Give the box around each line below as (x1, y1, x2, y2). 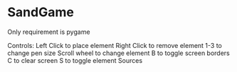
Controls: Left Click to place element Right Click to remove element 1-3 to (7, 41, 223, 49)
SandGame (7, 4, 75, 20)
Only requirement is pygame (7, 28, 90, 36)
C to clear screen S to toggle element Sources (7, 56, 143, 64)
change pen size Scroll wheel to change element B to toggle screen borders (7, 49, 230, 57)
